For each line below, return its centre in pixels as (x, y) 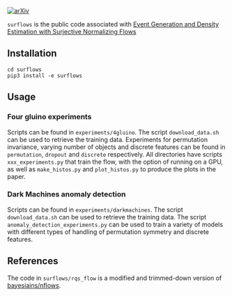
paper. (16, 176)
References (33, 261)
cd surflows (24, 70)
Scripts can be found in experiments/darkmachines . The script (95, 210)
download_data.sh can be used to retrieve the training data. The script (107, 217)
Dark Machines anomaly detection (67, 194)
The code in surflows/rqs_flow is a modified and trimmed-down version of (115, 278)
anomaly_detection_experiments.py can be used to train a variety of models (115, 224)
